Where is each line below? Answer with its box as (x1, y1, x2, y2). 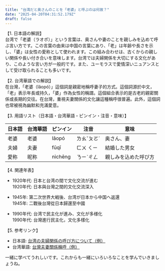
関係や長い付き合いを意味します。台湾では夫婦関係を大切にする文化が (9, 55, 152, 61)
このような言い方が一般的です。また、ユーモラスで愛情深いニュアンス (13, 61, 155, 67)
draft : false (5, 16, 32, 21)
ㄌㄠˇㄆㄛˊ (76, 135, 100, 142)
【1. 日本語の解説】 (5, 30, 44, 36)
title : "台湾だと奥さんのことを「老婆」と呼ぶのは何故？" (5, 7, 109, 12)
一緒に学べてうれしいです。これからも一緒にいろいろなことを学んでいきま (5, 254, 155, 261)
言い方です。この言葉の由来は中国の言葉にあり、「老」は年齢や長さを (9, 43, 149, 49)
